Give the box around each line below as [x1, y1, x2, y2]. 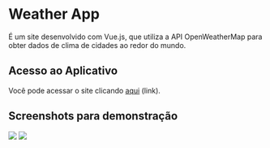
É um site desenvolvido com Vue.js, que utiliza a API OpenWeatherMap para [8, 32, 263, 41]
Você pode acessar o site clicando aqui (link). [8, 85, 161, 95]
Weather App [8, 5, 100, 24]
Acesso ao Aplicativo [8, 64, 118, 78]
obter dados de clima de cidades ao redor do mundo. [8, 40, 186, 50]
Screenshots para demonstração [8, 109, 178, 123]
